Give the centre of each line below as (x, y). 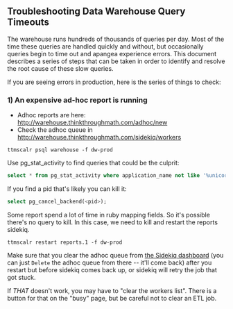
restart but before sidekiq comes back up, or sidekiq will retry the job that (112, 269)
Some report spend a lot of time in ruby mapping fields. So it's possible (109, 215)
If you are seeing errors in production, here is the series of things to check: (114, 82)
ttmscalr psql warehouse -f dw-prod (60, 150)
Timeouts (28, 23)
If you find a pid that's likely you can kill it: (67, 189)
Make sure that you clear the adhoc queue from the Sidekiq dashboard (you (115, 255)
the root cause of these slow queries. (60, 68)
